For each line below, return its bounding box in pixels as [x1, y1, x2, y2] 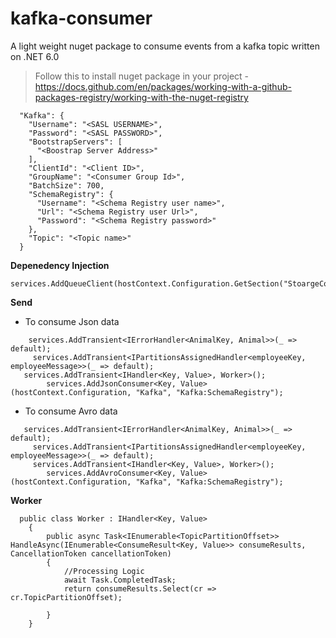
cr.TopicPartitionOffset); [10, 592, 123, 602]
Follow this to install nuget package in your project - [34, 70, 250, 82]
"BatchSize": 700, [28, 180, 105, 191]
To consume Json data [24, 315, 120, 327]
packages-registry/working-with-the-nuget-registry [34, 91, 249, 103]
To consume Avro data [24, 405, 118, 417]
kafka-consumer [10, 7, 153, 30]
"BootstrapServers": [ [28, 137, 123, 147]
